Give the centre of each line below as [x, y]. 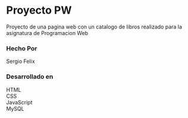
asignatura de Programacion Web [47, 33]
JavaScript [19, 102]
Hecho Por [22, 48]
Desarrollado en [30, 76]
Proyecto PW [39, 10]
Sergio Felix [21, 61]
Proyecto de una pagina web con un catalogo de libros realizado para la [94, 27]
